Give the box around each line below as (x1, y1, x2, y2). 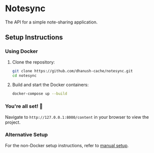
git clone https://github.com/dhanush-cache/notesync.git (12, 68, 133, 73)
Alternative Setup (5, 131, 48, 138)
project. (5, 119, 21, 125)
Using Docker (5, 48, 38, 55)
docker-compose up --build (12, 91, 67, 96)
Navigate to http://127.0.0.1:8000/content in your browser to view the (5, 114, 149, 120)
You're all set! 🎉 (5, 103, 43, 110)
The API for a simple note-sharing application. (5, 19, 98, 25)
